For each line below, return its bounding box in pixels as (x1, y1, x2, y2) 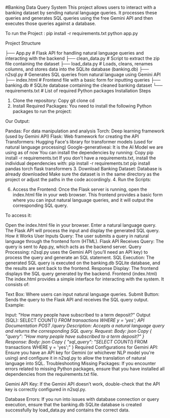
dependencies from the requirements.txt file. (5, 371, 99, 377)
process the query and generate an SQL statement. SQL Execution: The (5, 255, 154, 260)
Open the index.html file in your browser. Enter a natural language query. (5, 222, 157, 228)
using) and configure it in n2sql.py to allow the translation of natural (5, 355, 146, 361)
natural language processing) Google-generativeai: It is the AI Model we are (5, 144, 163, 150)
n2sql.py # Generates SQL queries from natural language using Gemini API (5, 72, 161, 78)
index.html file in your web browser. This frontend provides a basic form (12, 192, 163, 197)
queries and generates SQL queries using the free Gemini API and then (5, 15, 153, 21)
